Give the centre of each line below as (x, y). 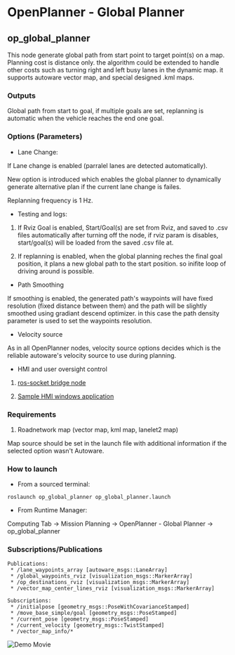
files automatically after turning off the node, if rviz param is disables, (118, 235)
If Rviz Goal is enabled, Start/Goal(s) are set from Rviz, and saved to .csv (122, 227)
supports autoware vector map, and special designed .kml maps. (101, 77)
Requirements (32, 414)
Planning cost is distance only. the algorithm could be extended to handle (113, 63)
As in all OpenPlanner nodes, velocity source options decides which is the (114, 348)
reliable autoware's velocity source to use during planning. (92, 355)
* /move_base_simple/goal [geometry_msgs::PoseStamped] (94, 613)
